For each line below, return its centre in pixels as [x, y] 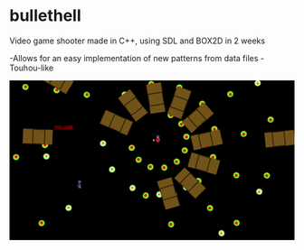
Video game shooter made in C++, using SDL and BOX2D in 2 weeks [137, 41]
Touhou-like [32, 68]
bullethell [45, 16]
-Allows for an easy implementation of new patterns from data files [134, 58]
